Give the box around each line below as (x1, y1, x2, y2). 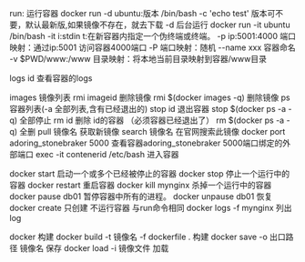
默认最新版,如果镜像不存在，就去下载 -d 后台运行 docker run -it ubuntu (25, 19, 290, 30)
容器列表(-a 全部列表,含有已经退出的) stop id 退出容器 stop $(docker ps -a (9, 104, 287, 114)
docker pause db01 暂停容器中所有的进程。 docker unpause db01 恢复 (9, 191, 273, 202)
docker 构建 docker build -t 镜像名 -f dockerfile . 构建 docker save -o (9, 231, 269, 242)
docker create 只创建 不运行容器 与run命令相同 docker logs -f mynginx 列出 (9, 203, 293, 213)
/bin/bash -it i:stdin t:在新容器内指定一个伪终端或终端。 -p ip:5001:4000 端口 (9, 31, 296, 41)
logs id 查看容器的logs (9, 73, 93, 84)
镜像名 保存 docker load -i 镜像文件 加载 (19, 243, 169, 253)
